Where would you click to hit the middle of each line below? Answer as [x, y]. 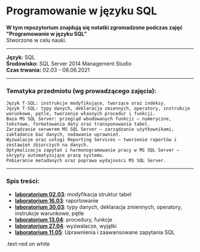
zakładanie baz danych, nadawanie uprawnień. [63, 135]
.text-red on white [28, 244]
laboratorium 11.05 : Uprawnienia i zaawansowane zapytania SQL [95, 232]
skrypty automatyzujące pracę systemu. [56, 155]
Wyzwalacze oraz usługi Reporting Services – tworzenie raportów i [92, 140]
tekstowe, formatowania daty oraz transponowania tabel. [78, 124]
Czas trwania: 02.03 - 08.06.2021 [48, 70]
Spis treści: [23, 181]
